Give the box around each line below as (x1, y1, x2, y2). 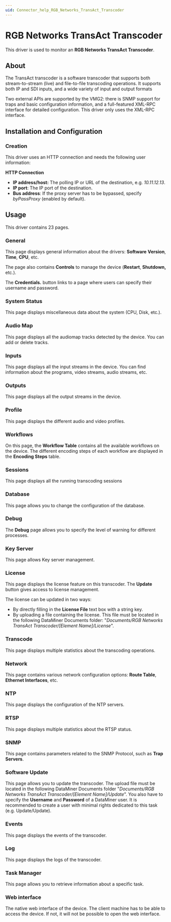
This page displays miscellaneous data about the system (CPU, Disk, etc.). (5, 309, 162, 315)
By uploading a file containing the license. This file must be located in (12, 612, 159, 618)
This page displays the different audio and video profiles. (5, 418, 125, 424)
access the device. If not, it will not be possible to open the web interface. (5, 911, 161, 917)
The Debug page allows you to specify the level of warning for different (5, 527, 156, 533)
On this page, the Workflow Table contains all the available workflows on (5, 442, 160, 449)
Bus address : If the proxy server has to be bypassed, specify (12, 190, 142, 196)
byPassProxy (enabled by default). (12, 196, 86, 202)
